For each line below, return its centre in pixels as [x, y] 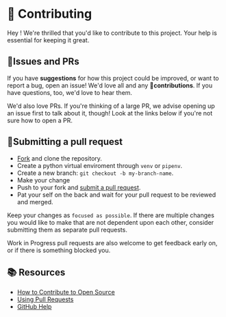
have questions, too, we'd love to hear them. [70, 92]
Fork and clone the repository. [60, 158]
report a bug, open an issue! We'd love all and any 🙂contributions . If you [110, 85]
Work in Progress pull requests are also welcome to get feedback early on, [112, 243]
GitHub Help [34, 307]
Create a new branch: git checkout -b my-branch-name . [95, 173]
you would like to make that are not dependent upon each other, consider [111, 222]
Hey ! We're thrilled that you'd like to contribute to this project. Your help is [112, 33]
